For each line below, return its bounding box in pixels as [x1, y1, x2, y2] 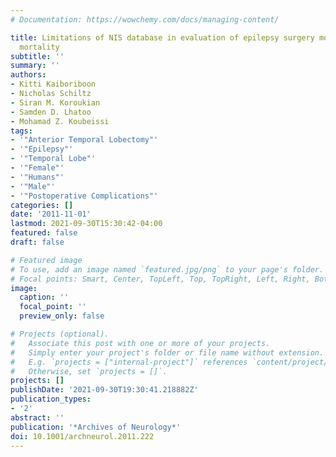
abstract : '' [10, 412, 65, 423]
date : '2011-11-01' [10, 209, 92, 220]
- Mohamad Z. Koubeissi [10, 116, 110, 126]
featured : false [10, 228, 78, 238]
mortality [19, 42, 60, 52]
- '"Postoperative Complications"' [10, 191, 159, 201]
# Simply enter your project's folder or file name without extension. [10, 347, 325, 358]
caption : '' [19, 292, 70, 303]
